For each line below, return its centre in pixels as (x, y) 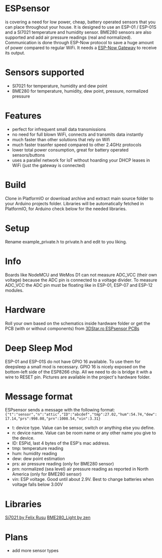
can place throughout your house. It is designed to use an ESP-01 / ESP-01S (81, 27)
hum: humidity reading (34, 454)
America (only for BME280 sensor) (47, 474)
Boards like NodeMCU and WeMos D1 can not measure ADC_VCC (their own (81, 275)
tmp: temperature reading (38, 448)
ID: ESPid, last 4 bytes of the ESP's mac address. (61, 443)
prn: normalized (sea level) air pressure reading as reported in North (80, 469)
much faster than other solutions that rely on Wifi (61, 139)
